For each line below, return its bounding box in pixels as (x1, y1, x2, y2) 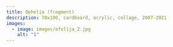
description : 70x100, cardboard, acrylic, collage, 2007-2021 (6, 15, 167, 21)
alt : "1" (17, 32, 39, 38)
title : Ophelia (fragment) (6, 9, 75, 15)
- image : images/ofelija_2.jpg (12, 26, 91, 32)
